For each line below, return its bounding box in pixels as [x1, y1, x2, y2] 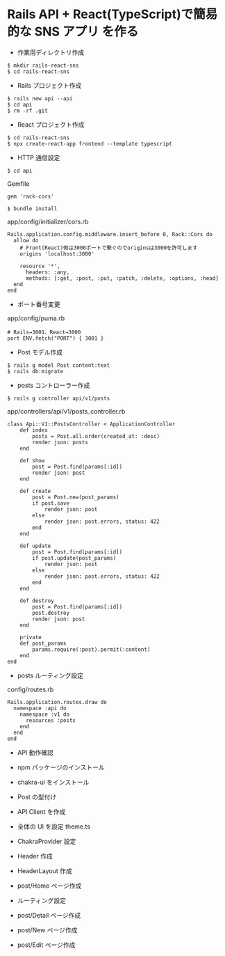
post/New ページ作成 [17, 925, 78, 934]
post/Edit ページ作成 [17, 941, 76, 949]
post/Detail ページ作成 [17, 911, 81, 919]
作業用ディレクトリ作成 [17, 48, 85, 56]
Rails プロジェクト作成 [17, 81, 82, 89]
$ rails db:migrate [7, 368, 64, 375]
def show [19, 457, 45, 464]
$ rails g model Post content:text [7, 361, 110, 369]
